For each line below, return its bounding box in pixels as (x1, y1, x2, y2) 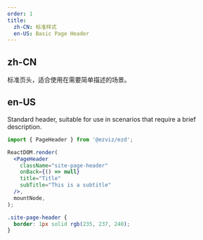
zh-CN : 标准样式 (13, 23, 58, 30)
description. (7, 122, 42, 131)
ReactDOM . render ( (7, 149, 58, 156)
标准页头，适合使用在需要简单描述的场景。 (7, 75, 131, 84)
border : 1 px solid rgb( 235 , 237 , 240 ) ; (13, 220, 131, 227)
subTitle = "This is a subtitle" (20, 182, 112, 189)
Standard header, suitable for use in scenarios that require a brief (7, 115, 197, 123)
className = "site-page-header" (20, 162, 109, 169)
